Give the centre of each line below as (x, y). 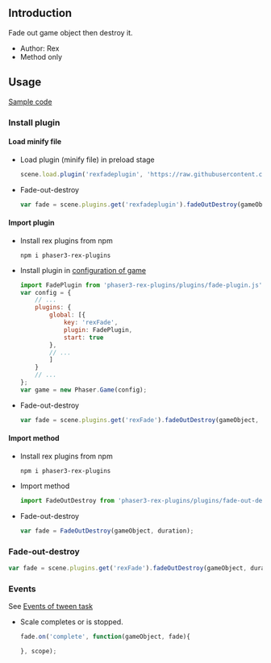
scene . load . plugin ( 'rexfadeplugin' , (81, 174)
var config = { (46, 292)
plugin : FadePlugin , (98, 329)
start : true (83, 338)
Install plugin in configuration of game (83, 270)
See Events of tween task (51, 607)
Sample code (30, 102)
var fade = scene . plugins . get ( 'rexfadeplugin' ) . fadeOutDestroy (129, 205)
